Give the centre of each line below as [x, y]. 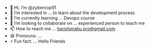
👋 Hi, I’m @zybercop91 [33, 8]
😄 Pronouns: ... [26, 36]
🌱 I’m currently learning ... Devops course [52, 18]
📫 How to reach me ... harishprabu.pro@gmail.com [63, 29]
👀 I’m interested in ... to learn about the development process [72, 13]
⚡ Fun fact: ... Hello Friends [37, 41]
